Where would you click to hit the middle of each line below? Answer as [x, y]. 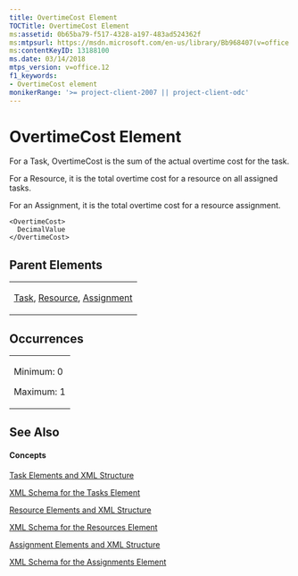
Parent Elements [56, 265]
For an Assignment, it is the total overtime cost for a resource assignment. [145, 206]
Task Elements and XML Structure [72, 475]
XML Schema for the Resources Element [83, 527]
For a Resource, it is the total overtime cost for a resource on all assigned [144, 179]
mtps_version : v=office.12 [59, 68]
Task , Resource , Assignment [73, 298]
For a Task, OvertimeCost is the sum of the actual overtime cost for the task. [149, 161]
